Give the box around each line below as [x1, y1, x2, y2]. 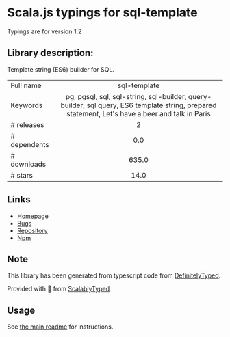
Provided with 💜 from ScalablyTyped [7, 285, 110, 293]
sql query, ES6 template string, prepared [86, 100, 217, 110]
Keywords [10, 100, 43, 110]
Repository [16, 226, 48, 234]
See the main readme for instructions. [7, 323, 114, 331]
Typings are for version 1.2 [7, 27, 82, 36]
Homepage [16, 212, 49, 220]
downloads [10, 159, 47, 169]
